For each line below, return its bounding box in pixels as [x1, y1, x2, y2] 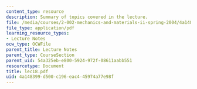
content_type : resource [6, 8, 64, 15]
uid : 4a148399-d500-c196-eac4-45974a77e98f [6, 74, 114, 80]
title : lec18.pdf [6, 69, 49, 74]
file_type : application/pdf [6, 25, 75, 31]
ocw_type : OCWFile [6, 42, 51, 47]
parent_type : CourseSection [6, 52, 75, 58]
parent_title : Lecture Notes [6, 47, 77, 53]
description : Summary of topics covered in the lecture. [6, 14, 148, 20]
